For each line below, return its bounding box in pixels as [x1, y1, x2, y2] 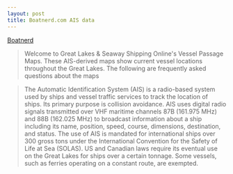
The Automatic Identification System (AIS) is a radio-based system [24, 85, 216, 93]
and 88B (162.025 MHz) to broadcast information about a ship [24, 114, 202, 122]
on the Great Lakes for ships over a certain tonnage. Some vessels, [24, 151, 217, 160]
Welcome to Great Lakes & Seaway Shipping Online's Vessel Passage [24, 49, 224, 58]
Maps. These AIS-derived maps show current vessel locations [24, 56, 203, 65]
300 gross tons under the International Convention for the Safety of [24, 136, 218, 145]
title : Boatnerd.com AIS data [7, 17, 95, 24]
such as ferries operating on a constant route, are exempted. [24, 159, 199, 167]
